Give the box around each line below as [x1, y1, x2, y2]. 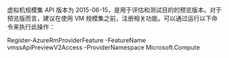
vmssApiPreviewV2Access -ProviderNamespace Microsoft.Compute [7, 43, 200, 51]
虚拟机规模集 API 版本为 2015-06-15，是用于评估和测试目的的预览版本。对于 [7, 6, 222, 13]
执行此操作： [18, 23, 55, 30]
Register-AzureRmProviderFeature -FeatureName [7, 36, 146, 44]
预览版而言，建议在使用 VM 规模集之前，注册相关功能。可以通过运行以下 [7, 14, 212, 22]
